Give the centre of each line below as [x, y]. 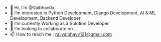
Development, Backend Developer [45, 18]
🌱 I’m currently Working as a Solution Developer [59, 23]
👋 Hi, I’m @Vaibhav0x [32, 8]
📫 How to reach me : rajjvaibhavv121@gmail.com [61, 34]
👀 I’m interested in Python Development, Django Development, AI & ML [83, 13]
